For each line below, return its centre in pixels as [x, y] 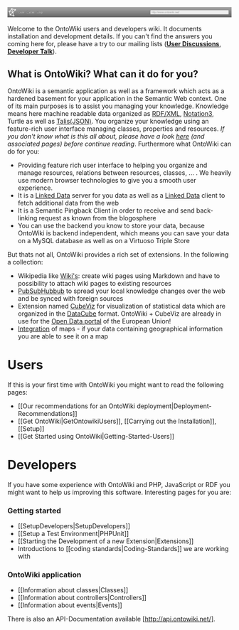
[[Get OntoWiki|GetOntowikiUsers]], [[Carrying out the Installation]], [117, 421]
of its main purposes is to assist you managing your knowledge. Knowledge [118, 106]
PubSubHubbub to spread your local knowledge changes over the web [121, 291]
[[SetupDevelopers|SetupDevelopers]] [74, 526]
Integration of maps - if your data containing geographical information [120, 329]
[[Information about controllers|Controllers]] [82, 598]
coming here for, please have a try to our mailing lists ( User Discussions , [115, 44]
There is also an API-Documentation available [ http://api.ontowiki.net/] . [111, 619]
